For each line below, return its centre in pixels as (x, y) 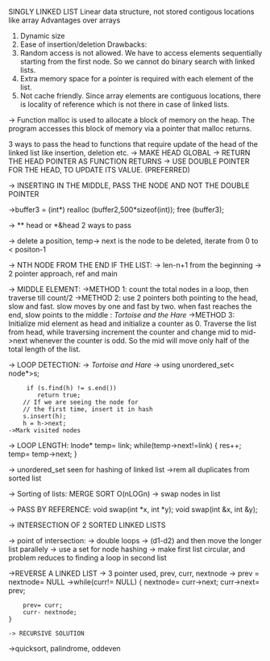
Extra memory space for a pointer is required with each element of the (137, 79)
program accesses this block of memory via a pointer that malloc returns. (130, 129)
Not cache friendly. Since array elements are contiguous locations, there (140, 96)
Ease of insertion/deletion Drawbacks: (83, 44)
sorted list (25, 478)
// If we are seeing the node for (81, 402)
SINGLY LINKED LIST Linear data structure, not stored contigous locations (131, 12)
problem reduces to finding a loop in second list (87, 558)
